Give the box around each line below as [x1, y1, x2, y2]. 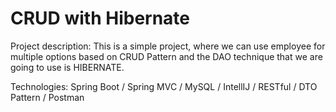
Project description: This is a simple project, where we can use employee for [10, 40, 326, 52]
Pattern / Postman [10, 91, 85, 103]
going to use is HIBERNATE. [10, 61, 125, 73]
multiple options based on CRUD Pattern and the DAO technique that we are [10, 50, 323, 62]
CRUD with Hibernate [10, 7, 191, 30]
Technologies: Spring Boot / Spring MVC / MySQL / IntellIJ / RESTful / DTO [10, 80, 318, 92]
